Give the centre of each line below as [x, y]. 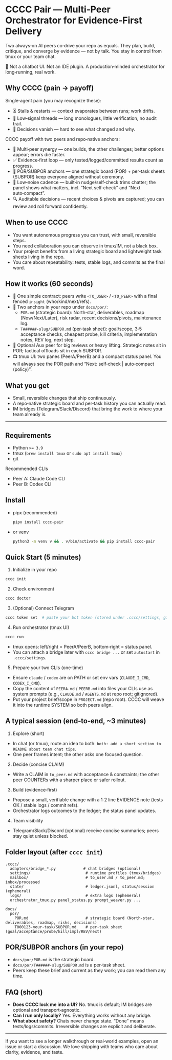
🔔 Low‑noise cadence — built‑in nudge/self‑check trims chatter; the [84, 182]
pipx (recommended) [35, 512]
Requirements [28, 435]
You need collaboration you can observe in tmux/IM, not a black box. [85, 246]
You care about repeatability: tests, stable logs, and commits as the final [89, 262]
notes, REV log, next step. [48, 340]
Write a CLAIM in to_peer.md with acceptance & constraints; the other [86, 774]
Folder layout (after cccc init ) [54, 852]
